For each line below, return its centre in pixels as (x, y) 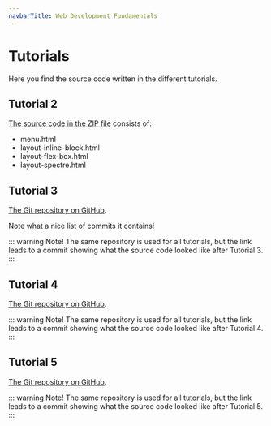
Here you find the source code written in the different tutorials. (113, 79)
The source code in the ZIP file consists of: (80, 123)
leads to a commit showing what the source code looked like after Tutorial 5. (136, 406)
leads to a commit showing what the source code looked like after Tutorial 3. (136, 250)
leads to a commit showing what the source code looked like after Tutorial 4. (136, 328)
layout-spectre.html (53, 165)
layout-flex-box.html (54, 157)
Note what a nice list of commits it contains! (82, 226)
